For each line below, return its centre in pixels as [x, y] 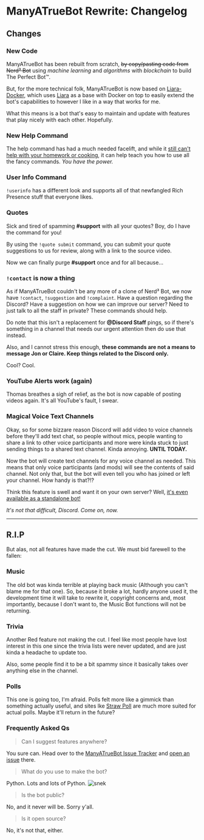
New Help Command [37, 135]
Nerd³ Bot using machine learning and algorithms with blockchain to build [99, 70]
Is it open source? [43, 818]
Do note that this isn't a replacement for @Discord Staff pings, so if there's [100, 322]
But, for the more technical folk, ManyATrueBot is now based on [86, 89]
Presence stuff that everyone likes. [50, 197]
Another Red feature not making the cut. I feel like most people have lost [97, 640]
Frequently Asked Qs [38, 728]
